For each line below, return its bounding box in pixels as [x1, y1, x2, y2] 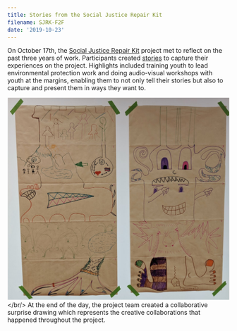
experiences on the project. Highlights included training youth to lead [7, 61, 208, 70]
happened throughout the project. [7, 316, 106, 324]
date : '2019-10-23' [7, 26, 65, 33]
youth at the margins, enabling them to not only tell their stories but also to [7, 76, 224, 85]
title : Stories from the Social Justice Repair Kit [7, 11, 162, 18]
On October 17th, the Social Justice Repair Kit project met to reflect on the [7, 46, 223, 55]
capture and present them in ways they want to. [7, 84, 146, 92]
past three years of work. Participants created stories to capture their [7, 54, 209, 63]
